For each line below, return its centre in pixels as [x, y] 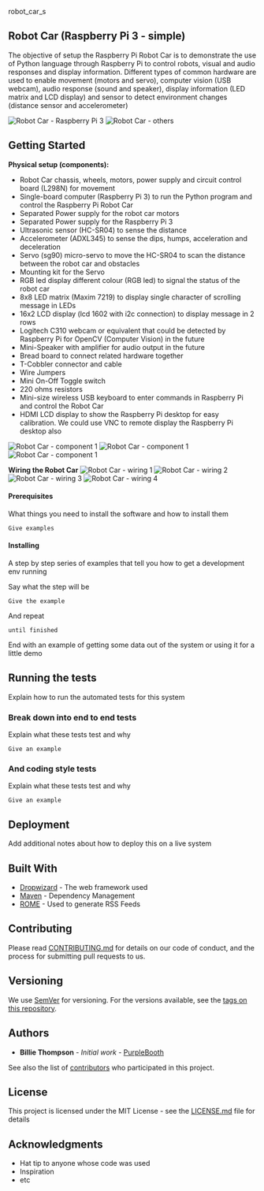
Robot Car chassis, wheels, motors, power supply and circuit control [130, 180]
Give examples [32, 528]
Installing [24, 545]
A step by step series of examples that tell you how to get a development [126, 564]
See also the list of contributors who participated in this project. [112, 1067]
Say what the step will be [49, 587]
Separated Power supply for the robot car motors [99, 213]
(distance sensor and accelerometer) [68, 105]
